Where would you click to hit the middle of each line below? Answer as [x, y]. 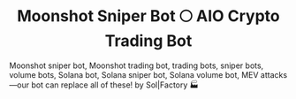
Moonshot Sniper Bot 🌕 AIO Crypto [148, 16]
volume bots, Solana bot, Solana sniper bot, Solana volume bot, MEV [134, 74]
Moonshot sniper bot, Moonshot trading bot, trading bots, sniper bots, [137, 65]
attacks [274, 74]
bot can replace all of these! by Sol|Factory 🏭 [114, 85]
